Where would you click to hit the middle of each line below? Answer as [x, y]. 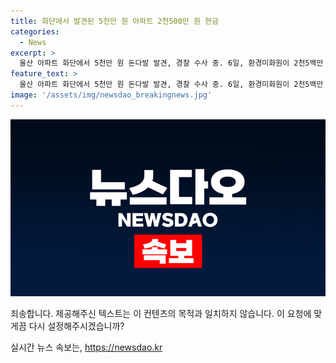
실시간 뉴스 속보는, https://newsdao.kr [86, 347]
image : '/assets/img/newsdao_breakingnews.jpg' [111, 95]
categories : [35, 31]
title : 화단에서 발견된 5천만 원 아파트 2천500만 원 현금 [114, 21]
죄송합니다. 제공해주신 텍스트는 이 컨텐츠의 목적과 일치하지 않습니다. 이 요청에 [161, 314]
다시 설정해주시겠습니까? [76, 326]
